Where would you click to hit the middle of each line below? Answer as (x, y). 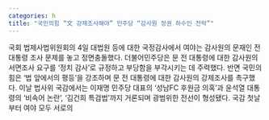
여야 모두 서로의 (48, 108)
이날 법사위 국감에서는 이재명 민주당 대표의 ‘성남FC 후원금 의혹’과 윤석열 (132, 87)
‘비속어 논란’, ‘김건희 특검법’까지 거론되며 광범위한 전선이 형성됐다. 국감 (134, 97)
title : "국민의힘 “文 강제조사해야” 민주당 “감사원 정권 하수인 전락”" (111, 23)
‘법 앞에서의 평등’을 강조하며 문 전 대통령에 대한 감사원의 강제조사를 (128, 77)
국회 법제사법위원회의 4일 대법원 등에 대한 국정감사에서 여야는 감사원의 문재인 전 (134, 47)
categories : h (32, 16)
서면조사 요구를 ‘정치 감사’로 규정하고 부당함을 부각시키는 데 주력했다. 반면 (124, 67)
